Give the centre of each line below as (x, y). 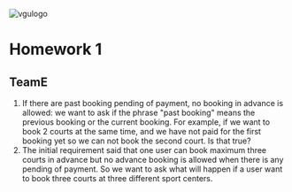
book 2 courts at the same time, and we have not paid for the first (141, 131)
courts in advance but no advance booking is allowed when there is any (153, 160)
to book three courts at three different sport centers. (117, 178)
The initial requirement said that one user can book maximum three (144, 150)
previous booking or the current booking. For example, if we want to (146, 122)
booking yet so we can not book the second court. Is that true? (136, 141)
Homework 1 (56, 50)
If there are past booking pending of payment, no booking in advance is (153, 103)
